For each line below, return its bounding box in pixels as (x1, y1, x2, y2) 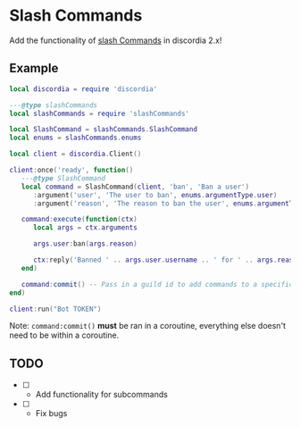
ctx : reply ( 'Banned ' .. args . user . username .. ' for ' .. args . (32, 255, 278, 264)
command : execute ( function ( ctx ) (21, 215, 138, 224)
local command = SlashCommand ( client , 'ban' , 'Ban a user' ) (21, 182, 250, 191)
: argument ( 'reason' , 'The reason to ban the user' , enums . (32, 198, 257, 208)
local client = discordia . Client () (9, 149, 142, 159)
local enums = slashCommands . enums (9, 133, 142, 143)
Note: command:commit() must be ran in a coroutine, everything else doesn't (9, 321, 287, 331)
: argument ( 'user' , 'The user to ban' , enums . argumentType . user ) (32, 190, 278, 199)
